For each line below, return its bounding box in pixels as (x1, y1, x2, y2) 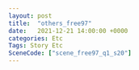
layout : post (8, 11, 53, 20)
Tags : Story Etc (8, 42, 63, 50)
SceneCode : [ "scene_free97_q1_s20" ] (8, 49, 132, 57)
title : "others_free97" (8, 19, 92, 27)
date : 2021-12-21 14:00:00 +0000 (8, 27, 128, 35)
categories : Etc (8, 34, 63, 43)
